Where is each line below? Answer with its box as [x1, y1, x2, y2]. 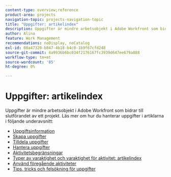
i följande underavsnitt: [5, 118, 53, 125]
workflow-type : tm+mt [5, 54, 51, 60]
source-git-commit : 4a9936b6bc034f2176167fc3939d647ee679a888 [5, 50, 140, 55]
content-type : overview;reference [5, 7, 79, 13]
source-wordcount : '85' [5, 60, 56, 65]
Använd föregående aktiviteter [12, 161, 77, 167]
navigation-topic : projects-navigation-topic [5, 17, 103, 22]
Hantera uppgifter [12, 144, 50, 151]
